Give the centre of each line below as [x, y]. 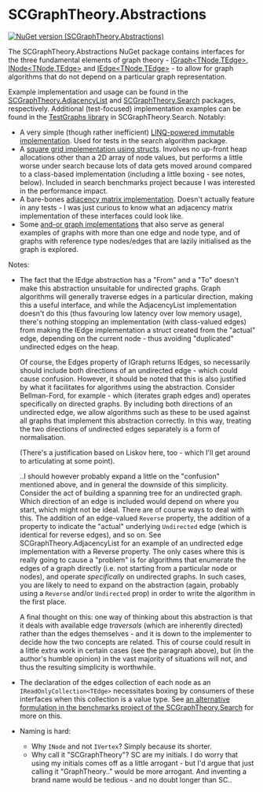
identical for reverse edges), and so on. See [90, 535]
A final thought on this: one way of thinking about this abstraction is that [136, 616]
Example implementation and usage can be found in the [98, 91]
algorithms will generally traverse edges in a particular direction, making [136, 296]
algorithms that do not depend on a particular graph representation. [117, 76]
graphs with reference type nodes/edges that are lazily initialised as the [135, 241]
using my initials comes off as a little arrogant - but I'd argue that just [142, 763]
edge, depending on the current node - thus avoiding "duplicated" [126, 338]
